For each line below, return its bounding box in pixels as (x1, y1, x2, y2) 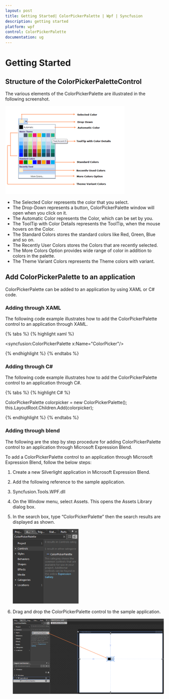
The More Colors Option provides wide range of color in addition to (12, 247, 152, 254)
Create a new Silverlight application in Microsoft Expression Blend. (12, 469, 151, 475)
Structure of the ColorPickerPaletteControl (5, 77, 142, 86)
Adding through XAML (5, 304, 61, 311)
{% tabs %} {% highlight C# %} (5, 389, 70, 396)
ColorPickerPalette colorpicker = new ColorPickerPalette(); (5, 400, 127, 406)
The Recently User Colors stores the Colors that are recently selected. (12, 242, 158, 248)
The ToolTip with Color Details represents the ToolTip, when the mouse (12, 221, 160, 227)
